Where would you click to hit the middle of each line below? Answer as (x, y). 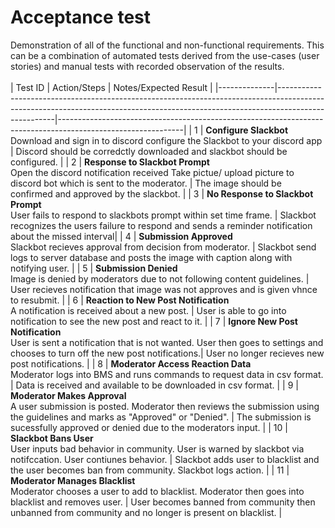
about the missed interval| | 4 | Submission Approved (121, 236)
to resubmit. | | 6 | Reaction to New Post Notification (120, 300)
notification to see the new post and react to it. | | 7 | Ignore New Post (154, 321)
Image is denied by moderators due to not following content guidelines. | (160, 278)
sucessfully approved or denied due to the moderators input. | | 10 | (149, 427)
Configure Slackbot (247, 130)
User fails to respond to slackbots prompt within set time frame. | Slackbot (163, 215)
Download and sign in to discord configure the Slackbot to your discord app (166, 140)
